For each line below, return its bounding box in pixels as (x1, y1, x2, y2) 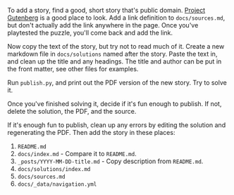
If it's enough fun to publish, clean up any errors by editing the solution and (7, 121, 226, 129)
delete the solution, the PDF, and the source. (7, 107, 137, 115)
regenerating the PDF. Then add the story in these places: (7, 129, 175, 136)
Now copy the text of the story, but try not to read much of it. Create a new (7, 42, 225, 50)
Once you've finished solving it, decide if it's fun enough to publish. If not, (7, 100, 222, 108)
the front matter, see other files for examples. (7, 65, 139, 73)
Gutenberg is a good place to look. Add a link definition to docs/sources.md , (7, 13, 226, 22)
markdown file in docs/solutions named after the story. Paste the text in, (7, 49, 218, 58)
